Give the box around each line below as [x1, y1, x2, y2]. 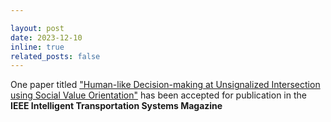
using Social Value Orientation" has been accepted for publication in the [10, 89, 307, 101]
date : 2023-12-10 [10, 32, 83, 43]
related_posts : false [10, 51, 101, 61]
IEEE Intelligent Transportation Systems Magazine [10, 100, 223, 112]
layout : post [10, 23, 65, 33]
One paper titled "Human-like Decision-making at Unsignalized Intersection [10, 79, 321, 91]
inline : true [10, 42, 65, 52]
